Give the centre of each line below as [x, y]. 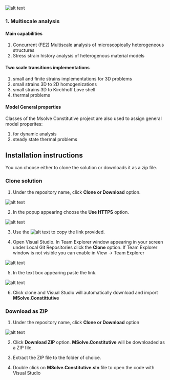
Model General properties [33, 107]
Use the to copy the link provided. [59, 232]
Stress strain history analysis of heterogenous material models [79, 56]
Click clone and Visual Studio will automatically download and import [85, 292]
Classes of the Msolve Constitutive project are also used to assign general [84, 118]
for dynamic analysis [35, 134]
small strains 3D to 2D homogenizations [55, 84]
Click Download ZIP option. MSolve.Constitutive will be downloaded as [89, 342]
